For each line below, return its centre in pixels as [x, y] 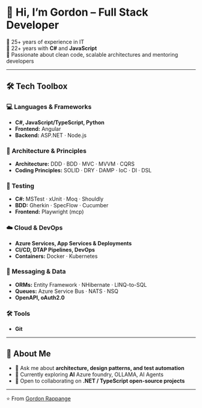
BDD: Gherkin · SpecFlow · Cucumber [62, 206]
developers [20, 61]
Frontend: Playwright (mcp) [49, 212]
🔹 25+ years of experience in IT [45, 42]
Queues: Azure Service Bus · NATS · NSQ [66, 291]
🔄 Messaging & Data [36, 272]
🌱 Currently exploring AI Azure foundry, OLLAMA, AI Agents [89, 374]
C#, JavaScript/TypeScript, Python [60, 122]
